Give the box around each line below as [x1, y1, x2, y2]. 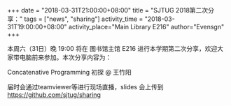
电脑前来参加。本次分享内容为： [19, 53, 112, 61]
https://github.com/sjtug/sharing [7, 91, 101, 99]
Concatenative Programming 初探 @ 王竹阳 [7, 68, 132, 76]
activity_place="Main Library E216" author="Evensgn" [69, 23, 225, 31]
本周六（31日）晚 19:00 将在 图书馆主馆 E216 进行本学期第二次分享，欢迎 [7, 45, 218, 52]
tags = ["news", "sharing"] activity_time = [24, 15, 143, 23]
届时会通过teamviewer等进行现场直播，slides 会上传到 [7, 83, 164, 91]
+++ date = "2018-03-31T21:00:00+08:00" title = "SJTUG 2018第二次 [7, 6, 209, 14]
